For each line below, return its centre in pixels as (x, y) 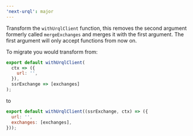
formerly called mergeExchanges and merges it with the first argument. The (95, 34)
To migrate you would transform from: (52, 52)
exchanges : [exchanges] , (42, 122)
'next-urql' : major (30, 11)
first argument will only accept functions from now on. (72, 40)
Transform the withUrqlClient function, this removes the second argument (97, 28)
